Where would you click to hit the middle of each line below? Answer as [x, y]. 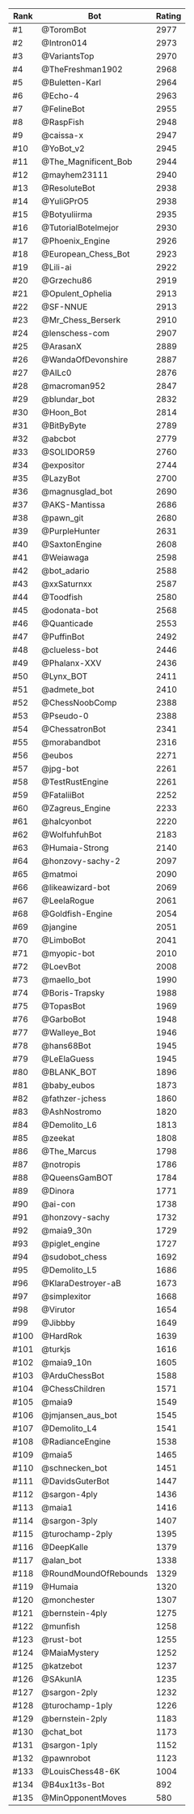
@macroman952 [74, 386]
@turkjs [56, 1349]
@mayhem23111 [75, 175]
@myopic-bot [68, 953]
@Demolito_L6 [69, 1125]
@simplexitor [66, 1296]
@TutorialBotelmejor [80, 228]
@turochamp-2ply [77, 1534]
